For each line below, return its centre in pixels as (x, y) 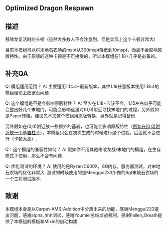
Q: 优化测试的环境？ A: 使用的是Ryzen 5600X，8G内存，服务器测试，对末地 (83, 166)
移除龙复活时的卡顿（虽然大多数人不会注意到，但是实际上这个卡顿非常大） (82, 39)
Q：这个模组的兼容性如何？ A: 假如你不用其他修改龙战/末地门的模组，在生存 (83, 150)
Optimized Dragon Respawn (50, 8)
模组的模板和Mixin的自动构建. (48, 221)
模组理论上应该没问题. (28, 93)
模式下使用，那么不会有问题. (34, 156)
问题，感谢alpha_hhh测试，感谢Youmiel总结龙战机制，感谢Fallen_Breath (83, 215)
